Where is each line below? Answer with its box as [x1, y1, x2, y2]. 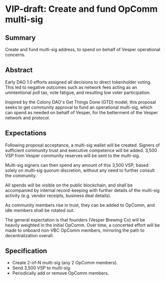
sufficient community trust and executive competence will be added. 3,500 [5, 147, 158, 153]
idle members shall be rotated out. [5, 207, 75, 213]
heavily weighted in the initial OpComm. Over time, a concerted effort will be [5, 222, 160, 228]
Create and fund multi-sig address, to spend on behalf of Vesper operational [5, 47, 161, 52]
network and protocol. [5, 115, 50, 121]
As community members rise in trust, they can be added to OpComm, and [5, 202, 155, 208]
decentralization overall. [5, 232, 54, 238]
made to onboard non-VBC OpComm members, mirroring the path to [5, 227, 145, 233]
